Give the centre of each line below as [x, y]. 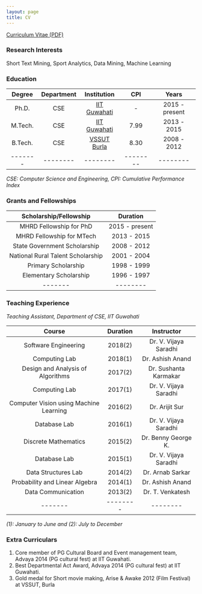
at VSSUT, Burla [35, 584]
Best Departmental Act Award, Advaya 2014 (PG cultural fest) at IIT [98, 565]
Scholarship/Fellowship [56, 216]
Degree [22, 94]
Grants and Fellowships [41, 201]
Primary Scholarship [56, 265]
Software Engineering [54, 345]
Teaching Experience [38, 303]
